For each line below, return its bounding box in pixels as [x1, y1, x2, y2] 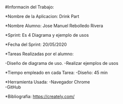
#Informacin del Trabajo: [5, 4, 54, 10]
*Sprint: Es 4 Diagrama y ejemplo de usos [5, 32, 89, 38]
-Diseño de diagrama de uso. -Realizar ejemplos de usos [5, 60, 119, 66]
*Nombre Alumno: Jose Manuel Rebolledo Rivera [5, 23, 103, 29]
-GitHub [5, 84, 21, 90]
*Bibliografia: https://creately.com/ [5, 94, 75, 99]
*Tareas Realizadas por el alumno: [5, 51, 74, 57]
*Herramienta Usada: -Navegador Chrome [5, 79, 91, 85]
